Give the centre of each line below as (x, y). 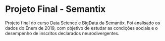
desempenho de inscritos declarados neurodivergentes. (62, 33)
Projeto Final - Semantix (55, 9)
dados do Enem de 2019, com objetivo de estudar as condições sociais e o (82, 28)
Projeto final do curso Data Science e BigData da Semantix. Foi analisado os (82, 23)
